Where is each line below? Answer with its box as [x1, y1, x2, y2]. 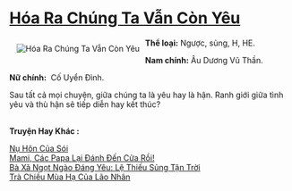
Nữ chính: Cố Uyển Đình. [9, 71, 105, 83]
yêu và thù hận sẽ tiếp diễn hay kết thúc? [9, 98, 161, 110]
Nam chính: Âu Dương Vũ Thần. [144, 54, 263, 65]
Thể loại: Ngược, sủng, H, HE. [144, 37, 255, 48]
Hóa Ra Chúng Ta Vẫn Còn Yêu [9, 8, 241, 29]
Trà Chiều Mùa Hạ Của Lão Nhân [9, 171, 131, 182]
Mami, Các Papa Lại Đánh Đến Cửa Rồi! [9, 152, 155, 163]
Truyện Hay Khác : [9, 125, 80, 137]
